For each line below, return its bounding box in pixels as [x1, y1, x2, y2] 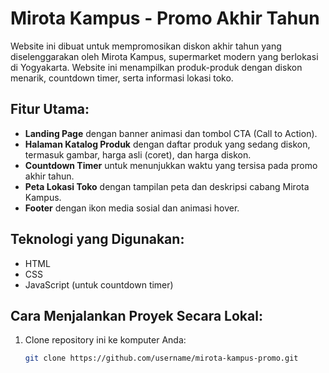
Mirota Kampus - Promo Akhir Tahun [10, 7, 320, 30]
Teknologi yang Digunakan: [10, 231, 185, 248]
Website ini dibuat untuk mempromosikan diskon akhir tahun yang [10, 40, 282, 52]
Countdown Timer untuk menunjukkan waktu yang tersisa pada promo [24, 159, 318, 171]
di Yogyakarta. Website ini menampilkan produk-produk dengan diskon [10, 61, 303, 73]
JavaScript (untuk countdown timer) [24, 278, 174, 291]
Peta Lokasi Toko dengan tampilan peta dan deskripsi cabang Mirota [24, 180, 310, 192]
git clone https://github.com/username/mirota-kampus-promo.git [24, 353, 299, 364]
